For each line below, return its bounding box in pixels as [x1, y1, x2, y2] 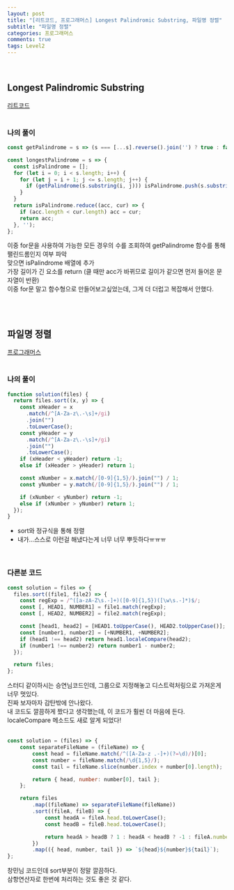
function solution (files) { [7, 391, 89, 398]
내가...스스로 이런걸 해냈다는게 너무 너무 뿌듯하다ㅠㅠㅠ [17, 535, 166, 544]
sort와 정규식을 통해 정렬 [17, 527, 85, 535]
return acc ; [19, 215, 54, 222]
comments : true [7, 36, 52, 43]
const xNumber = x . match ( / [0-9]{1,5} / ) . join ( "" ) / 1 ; [19, 475, 179, 482]
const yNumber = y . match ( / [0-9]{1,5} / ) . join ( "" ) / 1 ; [19, 481, 179, 488]
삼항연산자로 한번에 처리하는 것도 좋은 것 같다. [7, 875, 132, 884]
